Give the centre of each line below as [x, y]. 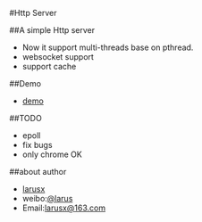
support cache [49, 66]
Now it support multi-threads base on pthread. [108, 47]
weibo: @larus [47, 198]
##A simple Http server [52, 30]
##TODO [25, 118]
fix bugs [37, 145]
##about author [38, 172]
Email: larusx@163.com [63, 208]
